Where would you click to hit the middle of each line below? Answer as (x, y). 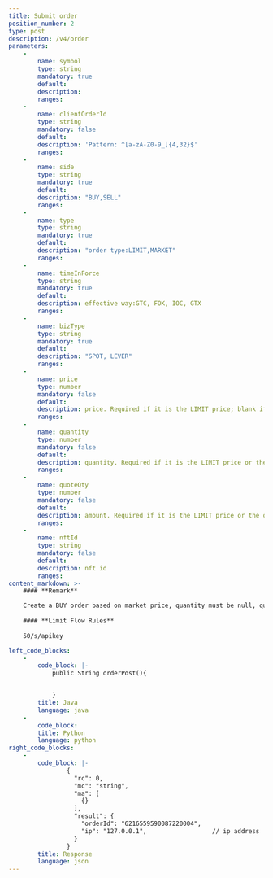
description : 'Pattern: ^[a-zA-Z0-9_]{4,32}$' (118, 144)
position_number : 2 (41, 24)
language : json (63, 862)
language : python (67, 740)
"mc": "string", (101, 786)
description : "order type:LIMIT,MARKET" (107, 251)
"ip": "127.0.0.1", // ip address (170, 831)
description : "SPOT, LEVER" (85, 356)
